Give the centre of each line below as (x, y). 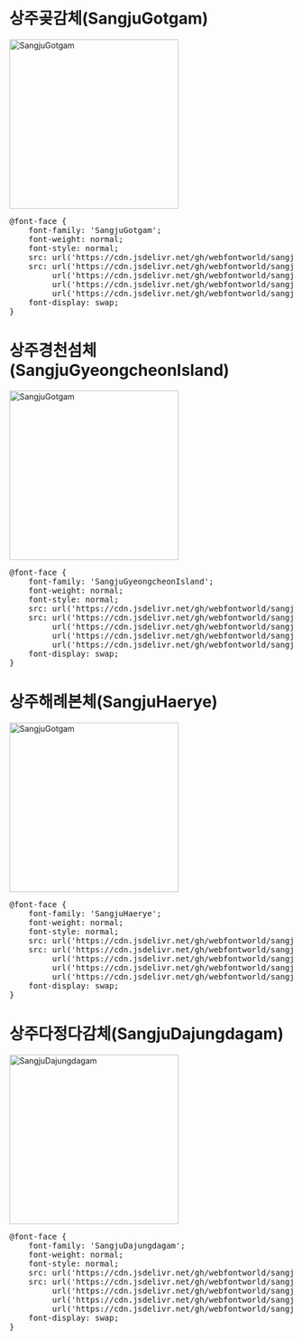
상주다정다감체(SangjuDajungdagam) (146, 1034)
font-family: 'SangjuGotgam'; (95, 230)
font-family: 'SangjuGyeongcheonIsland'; (121, 581)
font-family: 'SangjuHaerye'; (95, 913)
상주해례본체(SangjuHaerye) (114, 702)
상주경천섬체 (53, 351)
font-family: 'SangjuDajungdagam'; (107, 1245)
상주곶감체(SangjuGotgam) (109, 19)
